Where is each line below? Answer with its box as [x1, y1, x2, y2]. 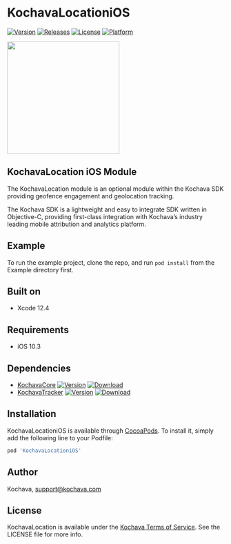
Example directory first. [7, 265, 74, 274]
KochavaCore [17, 381, 57, 388]
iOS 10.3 [17, 342, 41, 350]
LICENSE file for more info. [7, 530, 83, 538]
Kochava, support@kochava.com [7, 485, 101, 493]
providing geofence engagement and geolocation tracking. [7, 191, 174, 200]
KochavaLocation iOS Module [7, 166, 137, 178]
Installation [7, 408, 57, 420]
